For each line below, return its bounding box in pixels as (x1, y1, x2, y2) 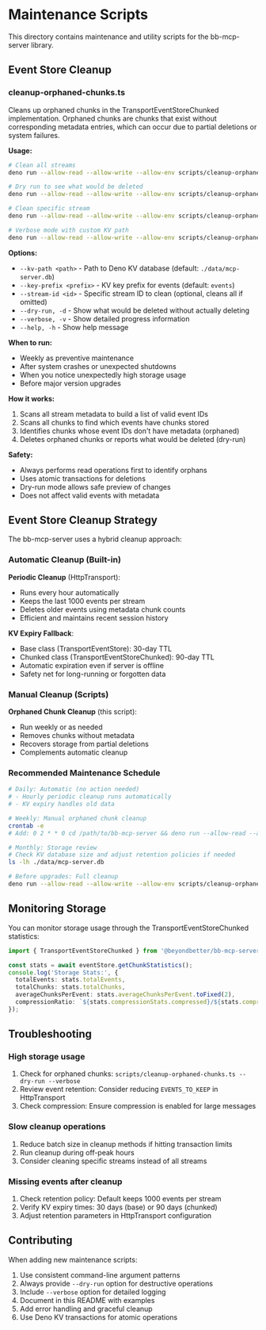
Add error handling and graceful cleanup (19, 1304, 153, 1313)
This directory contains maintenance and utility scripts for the (8, 32, 209, 41)
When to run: (8, 337, 53, 347)
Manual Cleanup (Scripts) (8, 689, 109, 700)
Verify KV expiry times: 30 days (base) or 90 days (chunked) (19, 1202, 218, 1212)
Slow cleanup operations (8, 1121, 106, 1132)
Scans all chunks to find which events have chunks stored (19, 417, 210, 427)
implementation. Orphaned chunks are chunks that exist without (8, 113, 218, 123)
